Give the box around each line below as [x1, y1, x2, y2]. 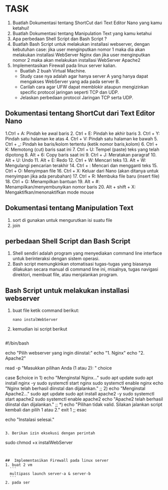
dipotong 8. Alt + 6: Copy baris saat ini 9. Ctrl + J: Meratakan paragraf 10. [5, 151, 157, 157]
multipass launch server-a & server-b [10, 471, 91, 476]
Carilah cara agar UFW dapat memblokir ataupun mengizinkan [20, 84, 149, 90]
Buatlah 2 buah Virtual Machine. [20, 67, 86, 73]
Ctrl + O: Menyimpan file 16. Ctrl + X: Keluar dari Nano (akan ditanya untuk [5, 168, 159, 174]
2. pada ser [5, 480, 30, 485]
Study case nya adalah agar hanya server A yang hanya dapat [20, 73, 148, 79]
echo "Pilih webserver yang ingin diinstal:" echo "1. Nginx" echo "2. [5, 350, 144, 356]
